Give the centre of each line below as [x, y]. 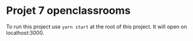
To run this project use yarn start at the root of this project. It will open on [97, 27]
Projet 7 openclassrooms [68, 11]
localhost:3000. [25, 32]
